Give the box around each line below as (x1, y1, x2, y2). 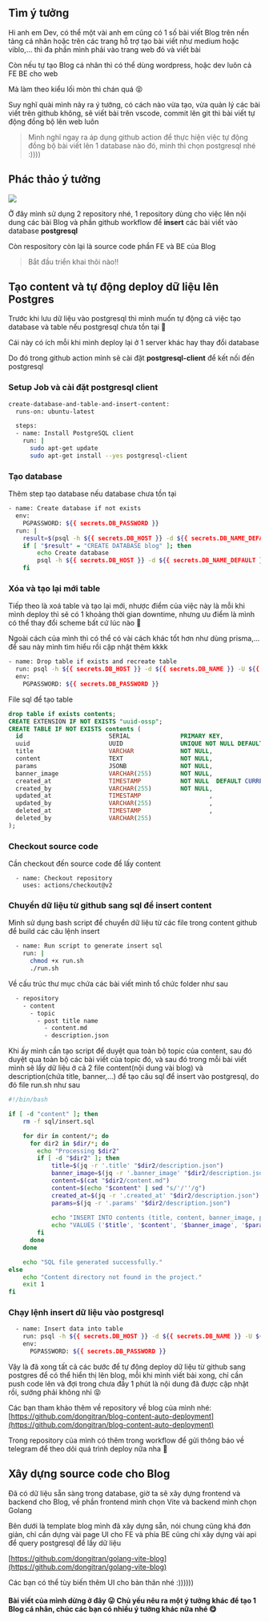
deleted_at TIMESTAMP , (15, 807, 214, 815)
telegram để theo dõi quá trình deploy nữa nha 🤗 (8, 1443, 168, 1453)
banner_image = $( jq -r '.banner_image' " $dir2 (50, 1169, 206, 1177)
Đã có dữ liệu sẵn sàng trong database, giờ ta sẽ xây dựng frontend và (8, 1488, 241, 1498)
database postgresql (8, 226, 78, 235)
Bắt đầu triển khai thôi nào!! (27, 256, 119, 267)
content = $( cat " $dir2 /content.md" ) (50, 1177, 171, 1185)
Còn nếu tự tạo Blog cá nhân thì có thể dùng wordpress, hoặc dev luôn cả (8, 60, 252, 70)
